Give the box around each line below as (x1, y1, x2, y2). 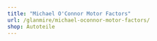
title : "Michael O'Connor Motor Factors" (7, 10, 132, 17)
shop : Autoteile (7, 23, 55, 30)
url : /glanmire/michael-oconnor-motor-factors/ (7, 17, 151, 24)
